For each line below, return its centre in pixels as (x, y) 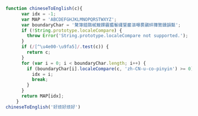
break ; (40, 79)
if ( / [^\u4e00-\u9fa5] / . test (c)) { (65, 47)
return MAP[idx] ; (43, 96)
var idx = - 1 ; (39, 14)
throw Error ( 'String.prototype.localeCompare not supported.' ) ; (108, 36)
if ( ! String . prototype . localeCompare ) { (72, 30)
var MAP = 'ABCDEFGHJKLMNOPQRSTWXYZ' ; (69, 19)
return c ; (39, 52)
